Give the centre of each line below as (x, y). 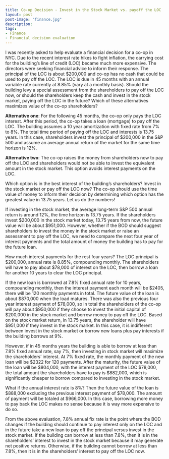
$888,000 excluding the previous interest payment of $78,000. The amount (84, 393)
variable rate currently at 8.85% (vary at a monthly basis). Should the (77, 84)
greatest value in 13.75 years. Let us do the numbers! (60, 199)
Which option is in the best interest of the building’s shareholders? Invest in (83, 183)
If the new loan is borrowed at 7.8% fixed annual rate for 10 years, (73, 282)
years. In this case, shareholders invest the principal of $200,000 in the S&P (84, 137)
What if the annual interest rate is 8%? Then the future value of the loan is (82, 388)
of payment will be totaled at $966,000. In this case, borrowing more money (84, 398)
